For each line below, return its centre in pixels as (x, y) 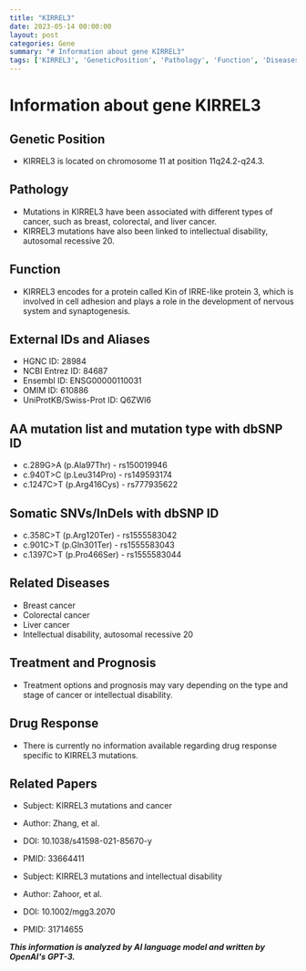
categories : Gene (42, 43)
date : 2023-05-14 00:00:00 (61, 26)
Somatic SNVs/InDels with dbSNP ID (114, 513)
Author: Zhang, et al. (61, 823)
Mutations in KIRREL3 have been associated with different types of (148, 212)
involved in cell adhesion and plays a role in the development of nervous (158, 301)
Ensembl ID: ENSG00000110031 (82, 381)
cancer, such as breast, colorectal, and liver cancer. (119, 221)
